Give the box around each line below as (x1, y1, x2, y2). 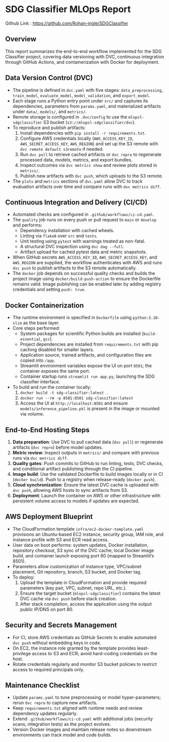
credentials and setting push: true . (12, 287, 86, 293)
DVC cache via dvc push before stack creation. (20, 595, 117, 601)
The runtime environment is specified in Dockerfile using (12, 314, 132, 321)
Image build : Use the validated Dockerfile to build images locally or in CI (12, 471, 163, 477)
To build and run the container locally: (12, 384, 92, 390)
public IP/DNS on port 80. (20, 606, 74, 612)
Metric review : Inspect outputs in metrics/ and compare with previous (12, 450, 159, 455)
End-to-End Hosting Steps (5, 425, 90, 434)
